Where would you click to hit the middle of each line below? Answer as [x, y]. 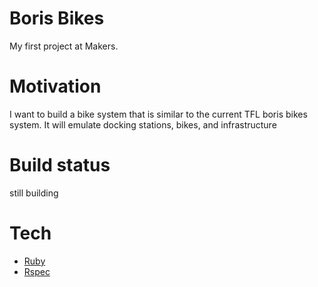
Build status [60, 165]
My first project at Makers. [64, 46]
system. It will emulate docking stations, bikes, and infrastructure [143, 124]
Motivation [55, 86]
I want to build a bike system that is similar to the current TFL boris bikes [158, 114]
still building [34, 193]
